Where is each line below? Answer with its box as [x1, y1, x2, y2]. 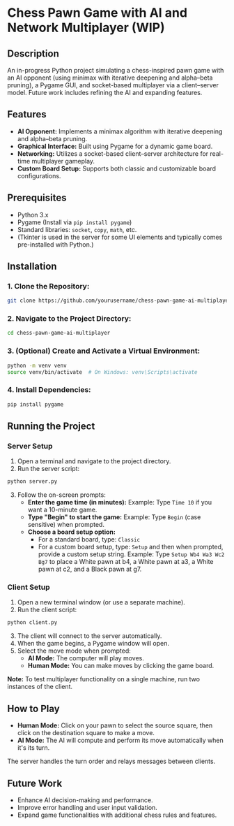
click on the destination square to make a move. [17, 729, 155, 737]
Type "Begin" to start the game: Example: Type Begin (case [27, 513, 201, 521]
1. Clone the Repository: [7, 281, 90, 291]
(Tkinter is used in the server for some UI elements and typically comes [17, 233, 223, 241]
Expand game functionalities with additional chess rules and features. [17, 811, 217, 819]
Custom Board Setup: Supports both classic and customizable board [17, 164, 216, 173]
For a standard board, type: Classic [38, 535, 141, 544]
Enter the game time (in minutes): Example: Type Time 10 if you [27, 498, 212, 507]
